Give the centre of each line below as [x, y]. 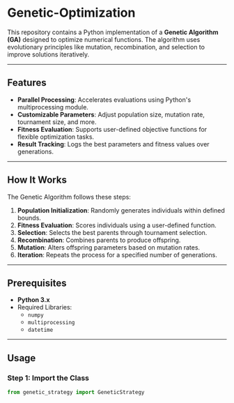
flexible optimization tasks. [56, 137]
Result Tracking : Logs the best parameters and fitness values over [114, 144]
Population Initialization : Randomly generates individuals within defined [121, 210]
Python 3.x [33, 300]
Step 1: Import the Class [48, 378]
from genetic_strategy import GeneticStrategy [76, 393]
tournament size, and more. [57, 122]
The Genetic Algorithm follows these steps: [69, 197]
